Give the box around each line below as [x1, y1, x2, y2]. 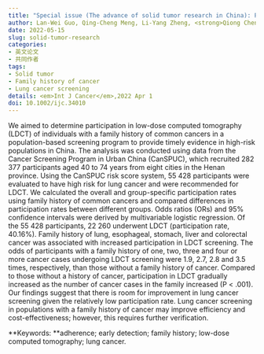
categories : [8, 41, 47, 49]
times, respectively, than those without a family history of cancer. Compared [8, 263, 255, 272]
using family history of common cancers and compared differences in [8, 196, 234, 205]
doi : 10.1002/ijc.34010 [8, 99, 86, 107]
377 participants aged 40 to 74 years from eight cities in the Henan [8, 163, 225, 172]
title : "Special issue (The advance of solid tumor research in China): [8, 11, 251, 20]
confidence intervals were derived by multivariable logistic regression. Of [8, 213, 246, 223]
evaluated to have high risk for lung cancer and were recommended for [8, 179, 239, 189]
